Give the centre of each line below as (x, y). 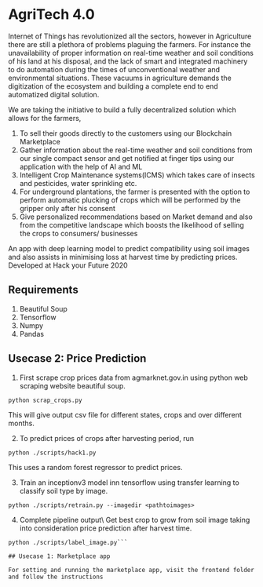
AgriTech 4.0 (52, 15)
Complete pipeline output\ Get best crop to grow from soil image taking (135, 520)
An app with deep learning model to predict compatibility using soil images (129, 248)
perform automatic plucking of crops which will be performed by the (130, 200)
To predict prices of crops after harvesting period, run (107, 438)
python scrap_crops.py (45, 400)
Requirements (43, 290)
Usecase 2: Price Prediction (77, 359)
